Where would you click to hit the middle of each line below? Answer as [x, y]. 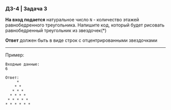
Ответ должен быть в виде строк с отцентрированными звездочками [81, 40]
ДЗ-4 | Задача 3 [26, 9]
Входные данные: [22, 64]
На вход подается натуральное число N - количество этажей [72, 20]
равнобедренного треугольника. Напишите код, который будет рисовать [85, 25]
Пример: [15, 55]
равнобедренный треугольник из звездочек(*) [56, 31]
